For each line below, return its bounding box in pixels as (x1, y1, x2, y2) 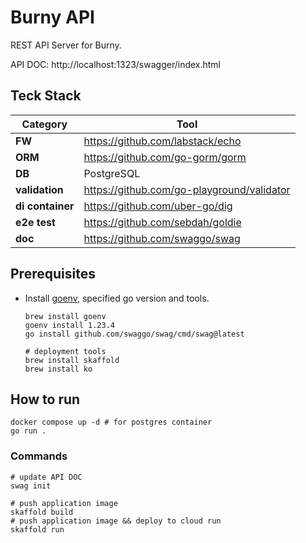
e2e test (15, 215, 56, 229)
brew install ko (24, 364, 93, 374)
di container (15, 199, 75, 213)
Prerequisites (10, 266, 96, 283)
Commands (10, 449, 68, 463)
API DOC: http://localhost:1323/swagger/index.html (10, 58, 222, 70)
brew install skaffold (24, 355, 120, 365)
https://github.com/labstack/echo (83, 134, 242, 148)
